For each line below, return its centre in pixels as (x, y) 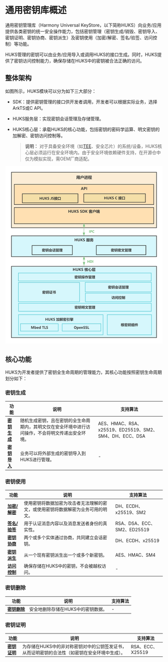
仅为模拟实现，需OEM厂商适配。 (58, 159)
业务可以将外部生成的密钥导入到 (53, 453)
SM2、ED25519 (132, 530)
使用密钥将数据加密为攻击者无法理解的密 (65, 503)
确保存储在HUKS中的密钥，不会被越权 (63, 566)
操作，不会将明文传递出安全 (53, 433)
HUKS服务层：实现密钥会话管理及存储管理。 (58, 119)
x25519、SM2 (131, 512)
